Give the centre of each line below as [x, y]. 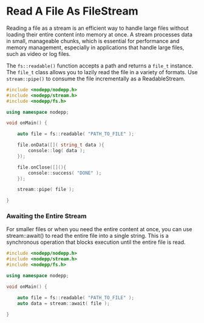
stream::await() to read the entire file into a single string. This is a [87, 236]
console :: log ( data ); [57, 151]
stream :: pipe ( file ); [46, 190]
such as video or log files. [39, 54]
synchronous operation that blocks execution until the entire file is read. [96, 242]
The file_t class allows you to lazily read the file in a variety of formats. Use [102, 72]
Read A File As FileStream [72, 11]
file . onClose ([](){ [42, 167]
